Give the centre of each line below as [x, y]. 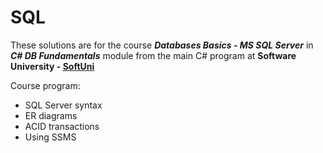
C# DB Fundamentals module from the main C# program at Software [153, 55]
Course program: [45, 85]
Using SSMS [50, 137]
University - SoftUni [52, 66]
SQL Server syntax [63, 105]
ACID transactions [62, 126]
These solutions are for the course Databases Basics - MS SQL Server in [162, 45]
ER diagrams [51, 115]
